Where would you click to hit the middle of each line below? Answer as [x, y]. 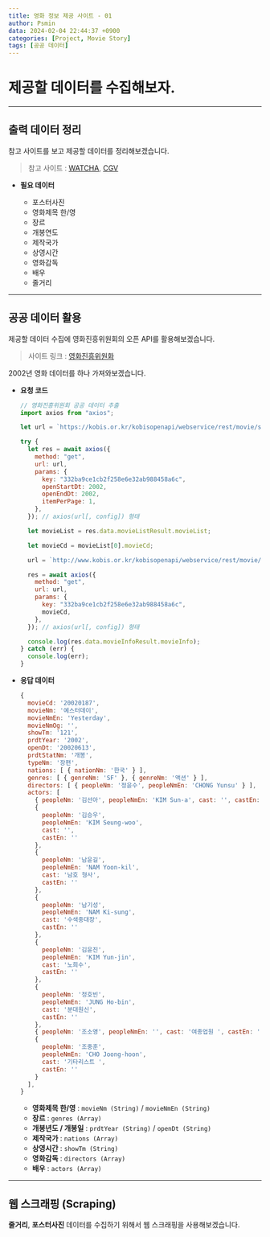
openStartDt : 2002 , [74, 487]
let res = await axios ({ [69, 450]
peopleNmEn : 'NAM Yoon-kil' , [90, 868]
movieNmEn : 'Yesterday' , [69, 718]
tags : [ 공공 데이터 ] [39, 46]
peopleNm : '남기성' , [74, 905]
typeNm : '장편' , [53, 762]
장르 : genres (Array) [67, 1118]
